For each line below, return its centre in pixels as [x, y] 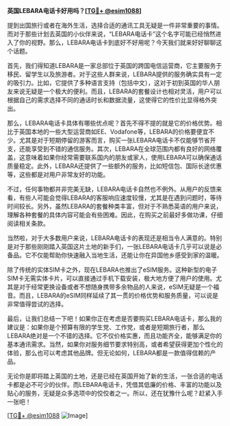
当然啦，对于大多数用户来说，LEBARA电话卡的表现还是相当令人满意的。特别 [115, 238]
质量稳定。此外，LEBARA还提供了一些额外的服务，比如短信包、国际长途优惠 [115, 166]
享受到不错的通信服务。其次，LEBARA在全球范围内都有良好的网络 [123, 149]
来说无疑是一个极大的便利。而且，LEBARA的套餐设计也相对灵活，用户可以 [117, 91]
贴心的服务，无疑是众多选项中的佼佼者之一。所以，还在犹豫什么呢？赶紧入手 [115, 393]
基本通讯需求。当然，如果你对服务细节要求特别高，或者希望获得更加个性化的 [115, 344]
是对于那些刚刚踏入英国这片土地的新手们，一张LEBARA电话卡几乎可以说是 [112, 247]
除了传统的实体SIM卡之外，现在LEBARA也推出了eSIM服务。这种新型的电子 [112, 270]
